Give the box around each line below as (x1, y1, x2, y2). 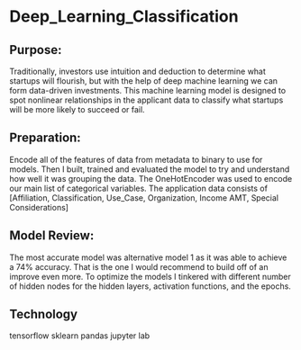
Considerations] (9, 202, 69, 212)
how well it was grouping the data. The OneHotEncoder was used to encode (9, 173, 293, 184)
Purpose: (9, 42, 62, 58)
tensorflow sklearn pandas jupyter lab (9, 330, 150, 341)
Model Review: (9, 228, 95, 244)
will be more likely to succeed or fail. (9, 104, 146, 114)
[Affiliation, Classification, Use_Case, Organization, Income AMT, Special (9, 192, 279, 203)
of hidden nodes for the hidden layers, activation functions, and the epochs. (9, 281, 291, 292)
